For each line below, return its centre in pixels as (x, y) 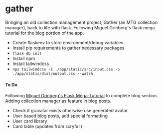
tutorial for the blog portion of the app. (45, 33)
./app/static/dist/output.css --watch (53, 73)
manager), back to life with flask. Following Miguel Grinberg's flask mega (80, 27)
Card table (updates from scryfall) (47, 127)
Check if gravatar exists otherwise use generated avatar (70, 111)
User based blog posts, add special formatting (60, 116)
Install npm (24, 58)
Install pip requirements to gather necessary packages (68, 48)
